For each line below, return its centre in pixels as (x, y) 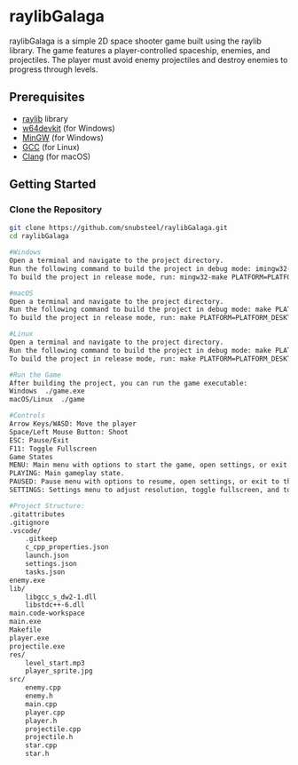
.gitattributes (37, 514)
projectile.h (49, 737)
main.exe (25, 622)
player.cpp (45, 713)
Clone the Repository (56, 210)
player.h (41, 721)
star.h (37, 754)
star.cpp (41, 745)
